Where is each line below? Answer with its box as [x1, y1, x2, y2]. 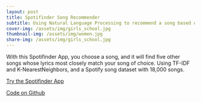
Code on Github [6, 89, 45, 96]
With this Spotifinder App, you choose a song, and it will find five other [6, 53, 181, 60]
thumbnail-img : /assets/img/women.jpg [6, 31, 103, 37]
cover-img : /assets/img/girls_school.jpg [6, 25, 111, 32]
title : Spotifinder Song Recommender [6, 14, 100, 20]
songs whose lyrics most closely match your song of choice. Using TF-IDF [6, 59, 190, 67]
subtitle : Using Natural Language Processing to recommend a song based [6, 20, 191, 26]
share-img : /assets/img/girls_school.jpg [6, 37, 111, 43]
